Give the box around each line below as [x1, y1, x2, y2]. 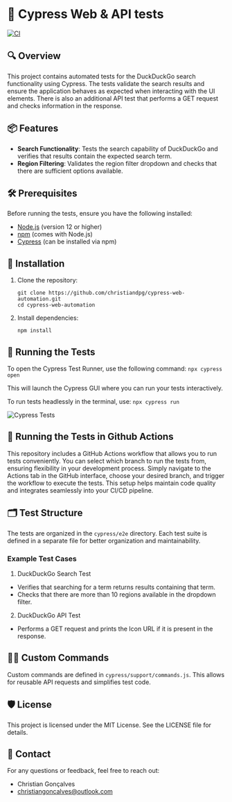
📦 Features [7, 123, 59, 135]
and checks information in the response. [7, 101, 123, 110]
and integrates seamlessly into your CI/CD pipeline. [7, 486, 154, 495]
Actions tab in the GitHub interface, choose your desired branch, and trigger [7, 471, 225, 479]
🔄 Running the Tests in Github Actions [7, 431, 174, 443]
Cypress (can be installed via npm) [17, 237, 117, 246]
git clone [17, 289, 46, 297]
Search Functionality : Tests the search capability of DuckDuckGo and [17, 144, 218, 153]
